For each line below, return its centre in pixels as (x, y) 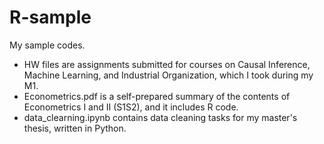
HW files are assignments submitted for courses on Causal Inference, (167, 64)
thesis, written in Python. (75, 128)
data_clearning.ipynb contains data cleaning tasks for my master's (160, 117)
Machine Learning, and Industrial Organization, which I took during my (168, 75)
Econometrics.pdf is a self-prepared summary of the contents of (157, 96)
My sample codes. (47, 45)
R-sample (50, 17)
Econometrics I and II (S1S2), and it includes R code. (131, 107)
